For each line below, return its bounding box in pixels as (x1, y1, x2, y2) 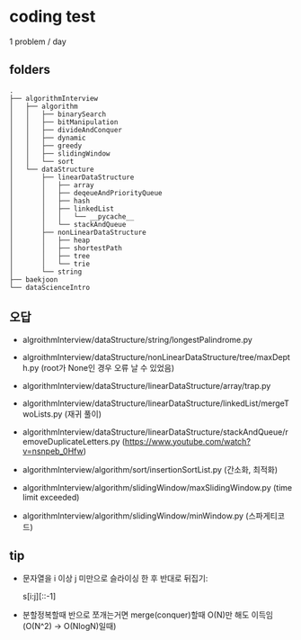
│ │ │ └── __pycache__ (9, 212, 135, 221)
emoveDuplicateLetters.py (22, 436, 120, 446)
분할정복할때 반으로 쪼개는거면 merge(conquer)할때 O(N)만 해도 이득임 (22, 609, 274, 620)
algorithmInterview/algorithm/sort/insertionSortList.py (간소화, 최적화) (22, 464, 279, 474)
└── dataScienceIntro (9, 283, 91, 292)
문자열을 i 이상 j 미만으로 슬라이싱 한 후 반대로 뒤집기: (22, 573, 208, 584)
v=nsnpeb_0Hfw (22, 446, 84, 456)
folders (9, 62, 51, 77)
